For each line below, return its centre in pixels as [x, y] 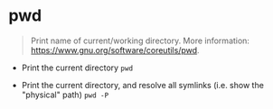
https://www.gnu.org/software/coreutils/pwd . [115, 50]
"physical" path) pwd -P [65, 95]
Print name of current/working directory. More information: [140, 41]
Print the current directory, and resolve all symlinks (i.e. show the [142, 85]
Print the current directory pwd [77, 68]
